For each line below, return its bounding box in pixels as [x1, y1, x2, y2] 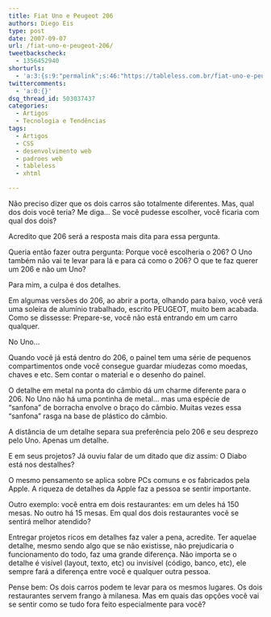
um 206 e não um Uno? [8, 264, 86, 274]
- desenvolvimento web [15, 147, 92, 155]
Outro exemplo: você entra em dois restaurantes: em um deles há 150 [8, 500, 240, 509]
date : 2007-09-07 [8, 34, 67, 43]
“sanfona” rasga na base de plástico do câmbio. [8, 411, 168, 421]
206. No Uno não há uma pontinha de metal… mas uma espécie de [8, 394, 231, 404]
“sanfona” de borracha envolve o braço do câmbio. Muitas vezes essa [8, 403, 242, 412]
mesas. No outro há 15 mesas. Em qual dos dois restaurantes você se [8, 508, 240, 518]
